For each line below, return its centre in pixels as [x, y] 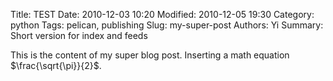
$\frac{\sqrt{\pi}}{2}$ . [56, 65]
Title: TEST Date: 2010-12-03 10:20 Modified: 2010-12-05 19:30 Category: [162, 14]
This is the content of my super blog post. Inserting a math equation [150, 55]
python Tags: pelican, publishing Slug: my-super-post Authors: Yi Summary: [167, 25]
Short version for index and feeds [79, 35]
